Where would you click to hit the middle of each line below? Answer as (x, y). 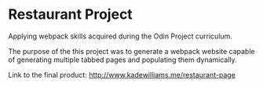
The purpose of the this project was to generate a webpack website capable (131, 51)
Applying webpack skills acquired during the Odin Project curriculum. (121, 36)
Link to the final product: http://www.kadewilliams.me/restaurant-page (122, 74)
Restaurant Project (71, 14)
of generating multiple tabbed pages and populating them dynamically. (122, 60)
